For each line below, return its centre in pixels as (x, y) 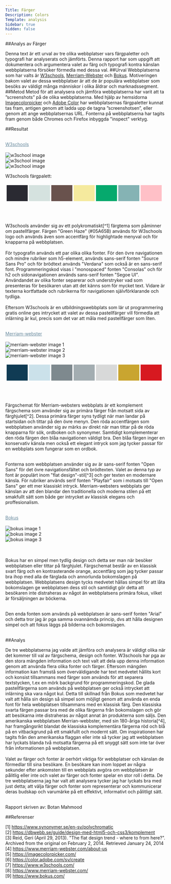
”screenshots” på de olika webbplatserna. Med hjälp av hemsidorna (76, 97)
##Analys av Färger (26, 44)
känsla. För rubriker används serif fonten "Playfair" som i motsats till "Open (84, 480)
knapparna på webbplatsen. (35, 242)
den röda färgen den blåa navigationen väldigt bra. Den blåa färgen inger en (85, 438)
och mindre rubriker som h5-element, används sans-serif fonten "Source (82, 258)
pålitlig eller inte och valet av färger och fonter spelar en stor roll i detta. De (84, 775)
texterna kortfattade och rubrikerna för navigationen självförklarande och (82, 291)
